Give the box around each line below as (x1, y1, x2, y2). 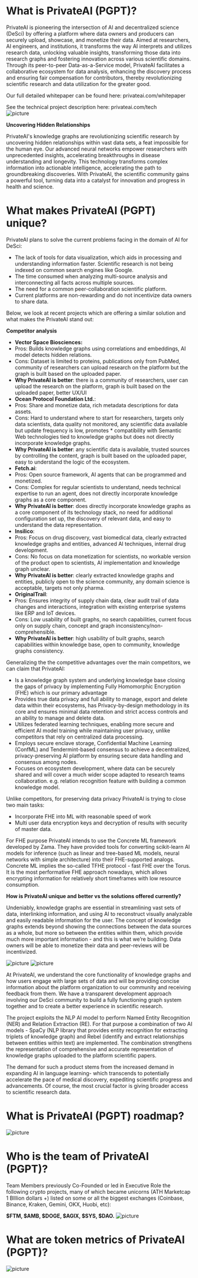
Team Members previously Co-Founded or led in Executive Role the (6, 1181, 171, 1189)
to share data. (14, 298, 49, 305)
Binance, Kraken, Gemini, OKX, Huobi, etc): (6, 1200, 111, 1207)
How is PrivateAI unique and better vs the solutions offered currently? (6, 892, 181, 899)
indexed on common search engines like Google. (14, 266, 134, 273)
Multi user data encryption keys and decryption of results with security (14, 819, 188, 826)
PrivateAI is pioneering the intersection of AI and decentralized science (6, 24, 179, 31)
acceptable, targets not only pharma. (14, 584, 105, 591)
